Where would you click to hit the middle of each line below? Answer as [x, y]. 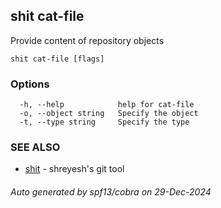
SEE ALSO [35, 147]
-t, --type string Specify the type [104, 122]
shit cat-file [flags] [57, 59]
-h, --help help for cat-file [107, 105]
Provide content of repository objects [87, 40]
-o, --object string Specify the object [109, 114]
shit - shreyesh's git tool [74, 169]
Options [30, 84]
